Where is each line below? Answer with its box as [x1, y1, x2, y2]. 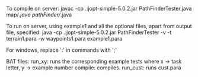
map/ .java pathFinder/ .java [6, 11, 72, 18]
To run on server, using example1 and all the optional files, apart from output [6, 23, 192, 29]
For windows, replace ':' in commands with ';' [6, 46, 117, 53]
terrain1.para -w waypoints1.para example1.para [6, 35, 123, 42]
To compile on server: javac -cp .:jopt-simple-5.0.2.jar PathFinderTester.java [6, 5, 192, 12]
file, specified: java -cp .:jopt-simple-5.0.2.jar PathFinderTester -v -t [6, 29, 172, 36]
